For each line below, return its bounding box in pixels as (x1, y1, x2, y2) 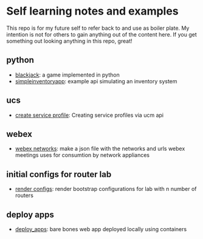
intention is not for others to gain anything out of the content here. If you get (6, 30, 198, 38)
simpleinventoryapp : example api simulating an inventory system (15, 77, 177, 85)
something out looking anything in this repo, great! (6, 37, 132, 44)
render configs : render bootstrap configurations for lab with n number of (15, 185, 197, 193)
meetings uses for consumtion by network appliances (15, 151, 150, 159)
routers (15, 192, 33, 199)
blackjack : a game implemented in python (15, 71, 120, 78)
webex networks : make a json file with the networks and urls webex (15, 145, 185, 153)
